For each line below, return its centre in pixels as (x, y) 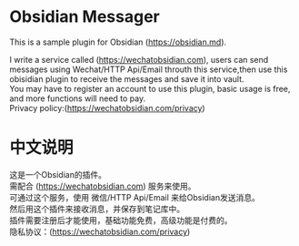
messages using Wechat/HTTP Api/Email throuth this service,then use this (149, 69)
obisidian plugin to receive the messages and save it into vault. (127, 78)
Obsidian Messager (85, 17)
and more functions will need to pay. (78, 98)
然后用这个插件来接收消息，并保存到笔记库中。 (97, 209)
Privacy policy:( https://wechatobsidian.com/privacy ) (108, 108)
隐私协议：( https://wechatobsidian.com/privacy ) (100, 231)
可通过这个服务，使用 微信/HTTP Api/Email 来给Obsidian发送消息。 (135, 197)
